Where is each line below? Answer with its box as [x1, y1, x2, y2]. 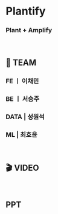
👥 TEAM [5, 57, 37, 67]
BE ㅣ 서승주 [5, 94, 40, 103]
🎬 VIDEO [5, 163, 39, 173]
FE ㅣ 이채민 [5, 77, 39, 85]
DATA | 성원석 [5, 112, 45, 121]
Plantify [5, 4, 46, 18]
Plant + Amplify [5, 26, 53, 35]
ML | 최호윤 [5, 130, 37, 139]
